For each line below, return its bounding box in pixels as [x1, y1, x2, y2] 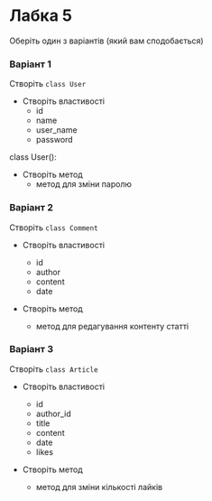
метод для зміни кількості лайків [35, 481, 163, 492]
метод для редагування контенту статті [35, 320, 189, 331]
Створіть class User [9, 79, 87, 89]
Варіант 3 [9, 343, 54, 356]
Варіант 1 [9, 58, 52, 70]
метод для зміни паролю [35, 179, 133, 190]
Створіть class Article [9, 363, 98, 375]
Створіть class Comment [9, 222, 98, 233]
